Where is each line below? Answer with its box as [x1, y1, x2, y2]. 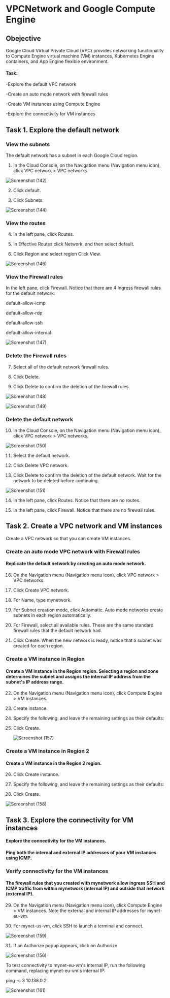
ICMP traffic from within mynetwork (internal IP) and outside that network [6, 885, 164, 892]
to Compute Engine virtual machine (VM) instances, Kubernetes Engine [6, 53, 154, 59]
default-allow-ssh [6, 320, 43, 326]
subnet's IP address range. [6, 679, 64, 685]
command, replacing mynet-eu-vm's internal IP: [6, 968, 106, 974]
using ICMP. [6, 855, 32, 861]
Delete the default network [6, 416, 73, 423]
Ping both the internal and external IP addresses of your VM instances [6, 849, 157, 855]
